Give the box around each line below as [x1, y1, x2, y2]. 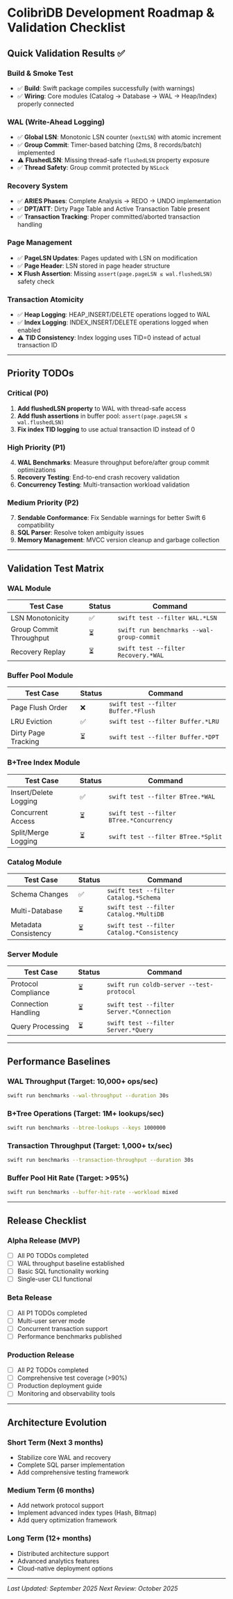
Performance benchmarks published [17, 1332, 122, 1341]
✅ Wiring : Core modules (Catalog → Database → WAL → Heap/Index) [17, 92, 217, 100]
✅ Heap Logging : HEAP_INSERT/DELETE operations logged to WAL [17, 310, 211, 319]
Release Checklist [7, 1215, 87, 1227]
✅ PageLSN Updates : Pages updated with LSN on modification [17, 253, 198, 262]
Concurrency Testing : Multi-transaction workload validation [17, 480, 190, 489]
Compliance [10, 988, 50, 998]
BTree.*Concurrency [108, 816, 173, 824]
